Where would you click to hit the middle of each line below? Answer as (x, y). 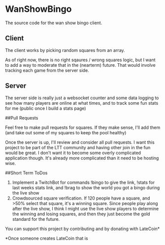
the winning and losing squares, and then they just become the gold (81, 214)
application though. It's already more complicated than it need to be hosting (82, 158)
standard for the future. (36, 219)
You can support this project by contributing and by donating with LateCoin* (82, 229)
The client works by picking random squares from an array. (65, 50)
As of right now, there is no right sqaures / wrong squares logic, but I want (81, 60)
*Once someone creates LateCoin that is (47, 238)
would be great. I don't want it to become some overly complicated (73, 153)
